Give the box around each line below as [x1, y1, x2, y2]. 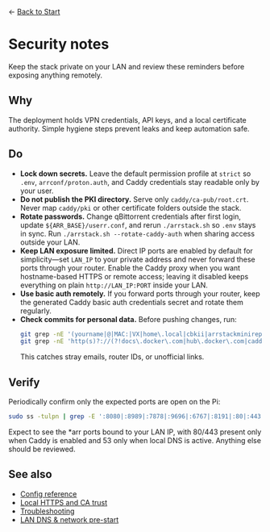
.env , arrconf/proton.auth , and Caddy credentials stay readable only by [19, 177, 260, 186]
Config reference [19, 488, 77, 499]
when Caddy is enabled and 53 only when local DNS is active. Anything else [8, 436, 262, 445]
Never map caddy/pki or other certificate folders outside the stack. [19, 203, 242, 212]
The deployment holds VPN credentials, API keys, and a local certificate [8, 115, 247, 124]
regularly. [19, 306, 52, 316]
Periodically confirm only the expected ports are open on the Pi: [8, 397, 221, 407]
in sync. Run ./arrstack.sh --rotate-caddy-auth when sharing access [19, 228, 255, 238]
